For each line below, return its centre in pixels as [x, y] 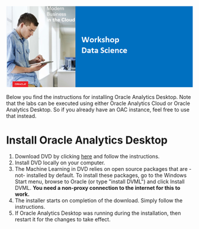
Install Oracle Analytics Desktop [87, 140]
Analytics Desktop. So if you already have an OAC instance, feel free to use [98, 110]
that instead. [21, 116]
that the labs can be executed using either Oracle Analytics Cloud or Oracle [98, 103]
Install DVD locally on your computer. [60, 163]
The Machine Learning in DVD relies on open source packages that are [101, 169]
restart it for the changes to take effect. [62, 220]
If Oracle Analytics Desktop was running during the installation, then [98, 213]
